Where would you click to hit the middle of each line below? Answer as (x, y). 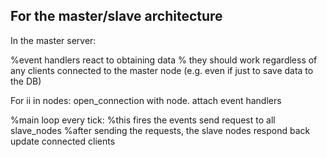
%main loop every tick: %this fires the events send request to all (143, 120)
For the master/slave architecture (116, 16)
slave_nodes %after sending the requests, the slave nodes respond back (160, 130)
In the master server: (53, 40)
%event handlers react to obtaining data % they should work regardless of (164, 60)
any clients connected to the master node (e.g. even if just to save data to (162, 70)
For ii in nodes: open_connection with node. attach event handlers (146, 100)
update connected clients (63, 141)
